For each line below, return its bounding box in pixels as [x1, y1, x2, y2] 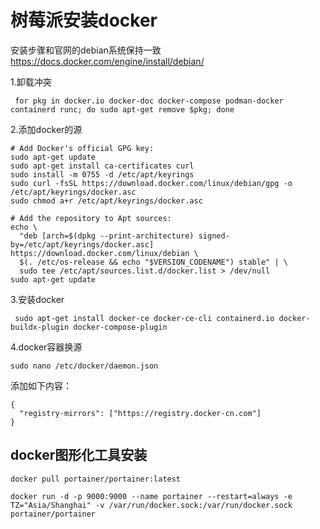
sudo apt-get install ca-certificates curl [10, 161, 195, 171]
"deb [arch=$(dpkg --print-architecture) [19, 231, 195, 241]
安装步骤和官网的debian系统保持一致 [10, 44, 162, 56]
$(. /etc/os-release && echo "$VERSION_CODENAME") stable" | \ [19, 257, 288, 267]
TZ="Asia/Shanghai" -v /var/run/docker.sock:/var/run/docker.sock [10, 500, 293, 510]
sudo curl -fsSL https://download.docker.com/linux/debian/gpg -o [10, 178, 293, 188]
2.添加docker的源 [10, 123, 83, 135]
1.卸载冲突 [10, 76, 52, 88]
